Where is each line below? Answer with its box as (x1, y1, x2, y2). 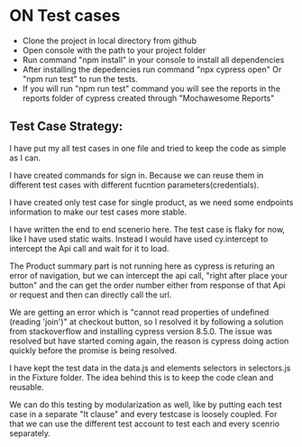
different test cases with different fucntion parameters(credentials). (9, 179, 260, 190)
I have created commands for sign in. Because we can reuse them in (9, 169, 264, 180)
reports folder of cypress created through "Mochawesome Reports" (22, 92, 275, 104)
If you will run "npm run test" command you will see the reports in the (22, 83, 281, 94)
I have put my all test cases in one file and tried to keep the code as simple (9, 142, 287, 153)
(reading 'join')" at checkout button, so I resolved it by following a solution (9, 316, 284, 327)
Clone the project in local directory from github (22, 35, 197, 46)
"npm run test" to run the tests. (22, 73, 138, 84)
